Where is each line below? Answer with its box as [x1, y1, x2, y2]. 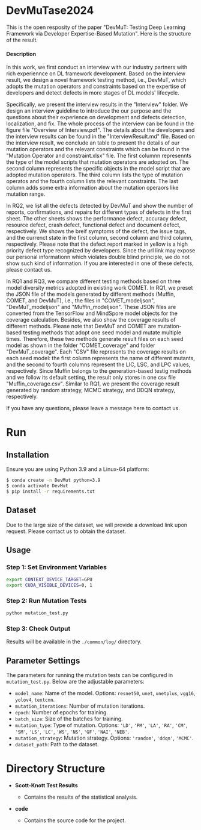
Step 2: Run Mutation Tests [6, 596, 87, 605]
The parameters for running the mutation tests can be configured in [6, 672, 173, 679]
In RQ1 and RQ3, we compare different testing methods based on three [6, 278, 181, 285]
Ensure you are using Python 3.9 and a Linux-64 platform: [6, 466, 149, 473]
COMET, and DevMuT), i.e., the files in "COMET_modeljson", [6, 297, 155, 304]
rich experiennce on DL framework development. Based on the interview [6, 70, 186, 77]
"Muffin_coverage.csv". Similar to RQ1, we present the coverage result [6, 380, 180, 387]
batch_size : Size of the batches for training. [14, 715, 123, 723]
